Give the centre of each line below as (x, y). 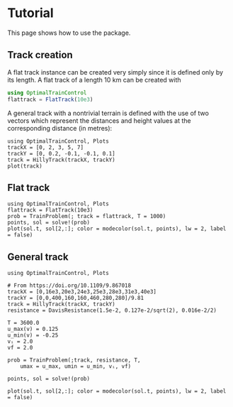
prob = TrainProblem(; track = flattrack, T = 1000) (87, 217)
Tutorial (31, 13)
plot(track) (25, 166)
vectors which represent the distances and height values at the (99, 120)
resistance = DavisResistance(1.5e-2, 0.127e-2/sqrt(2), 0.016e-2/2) (112, 310)
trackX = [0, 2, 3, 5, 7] (45, 147)
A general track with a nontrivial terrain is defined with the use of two (108, 113)
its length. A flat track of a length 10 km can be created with (95, 80)
